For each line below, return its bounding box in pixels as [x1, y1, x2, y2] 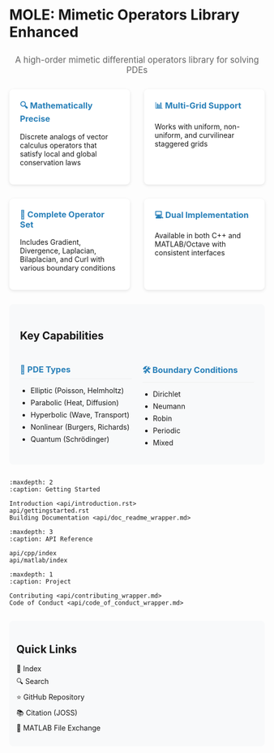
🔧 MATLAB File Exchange [16, 723, 101, 733]
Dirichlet [152, 389, 182, 399]
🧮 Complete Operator [19, 208, 105, 220]
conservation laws [19, 157, 82, 167]
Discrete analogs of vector [19, 131, 109, 141]
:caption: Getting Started [9, 486, 101, 494]
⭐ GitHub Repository [16, 692, 85, 702]
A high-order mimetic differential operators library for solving [15, 54, 259, 66]
